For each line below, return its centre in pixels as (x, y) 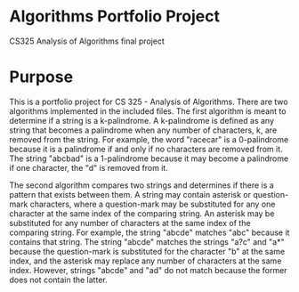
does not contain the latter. (59, 280)
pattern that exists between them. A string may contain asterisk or (130, 194)
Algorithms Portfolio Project (115, 16)
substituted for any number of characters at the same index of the (130, 223)
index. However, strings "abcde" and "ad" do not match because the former (148, 270)
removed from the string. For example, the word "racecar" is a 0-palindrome (149, 139)
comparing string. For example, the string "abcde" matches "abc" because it (149, 232)
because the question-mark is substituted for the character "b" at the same (147, 251)
